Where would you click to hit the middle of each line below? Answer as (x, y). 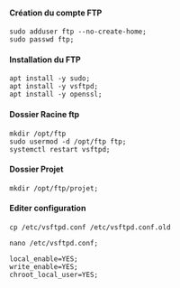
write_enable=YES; (44, 267)
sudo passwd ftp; (42, 40)
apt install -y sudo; (50, 79)
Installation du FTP (45, 60)
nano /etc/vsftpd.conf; (54, 244)
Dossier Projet (36, 169)
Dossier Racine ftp (45, 114)
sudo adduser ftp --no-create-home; (78, 32)
